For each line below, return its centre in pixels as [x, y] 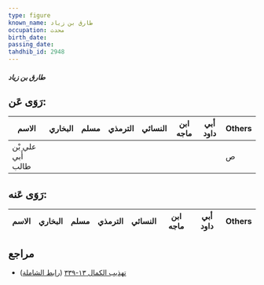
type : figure [29, 15]
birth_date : [27, 37]
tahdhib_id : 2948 [37, 52]
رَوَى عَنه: [27, 194]
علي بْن [24, 147]
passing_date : [31, 45]
